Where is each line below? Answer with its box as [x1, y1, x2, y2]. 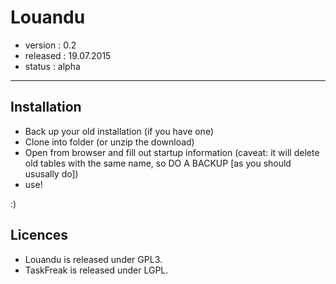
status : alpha [24, 60, 81, 72]
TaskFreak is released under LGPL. [24, 264, 169, 276]
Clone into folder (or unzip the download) [24, 136, 195, 148]
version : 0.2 [24, 39, 77, 51]
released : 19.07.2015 [24, 49, 112, 61]
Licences [10, 227, 69, 244]
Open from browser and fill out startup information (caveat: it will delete [24, 146, 320, 158]
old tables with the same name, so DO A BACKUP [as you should [24, 157, 292, 169]
